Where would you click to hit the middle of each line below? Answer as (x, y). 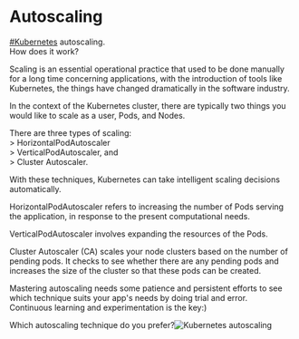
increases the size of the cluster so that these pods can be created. (135, 270)
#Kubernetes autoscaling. (58, 42)
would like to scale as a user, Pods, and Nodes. (97, 115)
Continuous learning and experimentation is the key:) (108, 307)
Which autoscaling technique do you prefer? (92, 324)
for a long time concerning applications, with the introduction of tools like (146, 78)
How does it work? (44, 51)
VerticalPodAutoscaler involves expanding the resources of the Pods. (139, 234)
